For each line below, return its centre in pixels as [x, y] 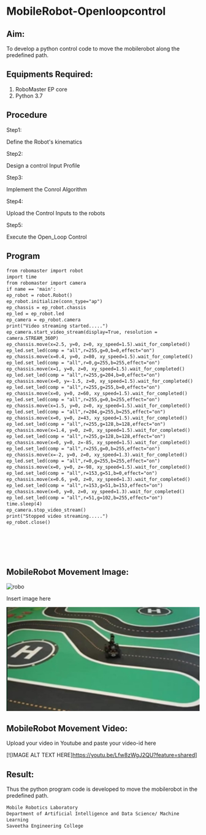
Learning [17, 820]
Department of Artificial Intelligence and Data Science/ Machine [93, 814]
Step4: [15, 201]
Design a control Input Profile [43, 165]
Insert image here [29, 599]
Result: [20, 774]
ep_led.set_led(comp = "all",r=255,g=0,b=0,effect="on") [81, 351]
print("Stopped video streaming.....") [57, 517]
